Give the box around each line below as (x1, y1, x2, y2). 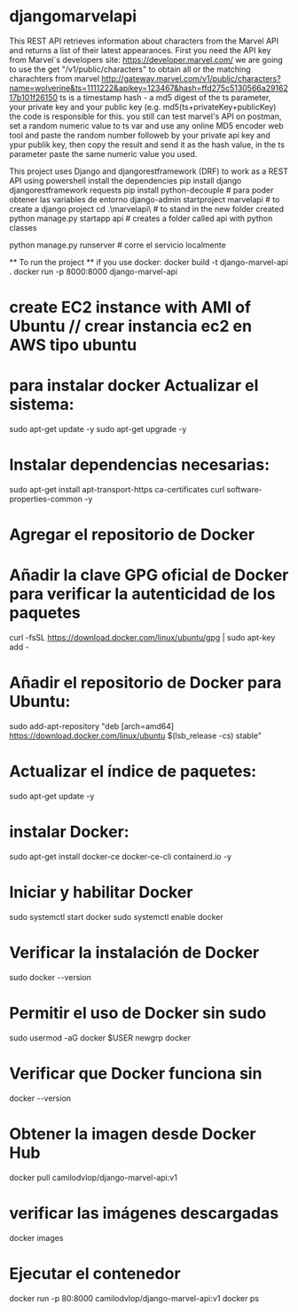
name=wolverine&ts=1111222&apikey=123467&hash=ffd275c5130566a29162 (9, 82, 288, 93)
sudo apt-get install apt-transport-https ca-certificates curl (9, 484, 225, 494)
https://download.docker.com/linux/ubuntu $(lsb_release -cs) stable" (9, 730, 262, 742)
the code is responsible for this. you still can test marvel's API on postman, (9, 111, 282, 122)
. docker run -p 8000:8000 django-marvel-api (9, 266, 178, 277)
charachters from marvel (9, 73, 100, 83)
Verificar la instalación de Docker (9, 943, 260, 963)
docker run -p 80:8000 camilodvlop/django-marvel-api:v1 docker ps (9, 1292, 260, 1303)
